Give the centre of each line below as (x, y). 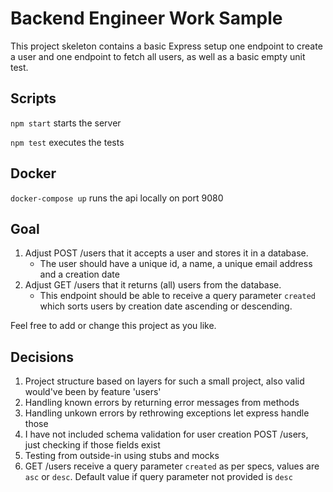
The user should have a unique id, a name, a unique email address (176, 264)
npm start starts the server (66, 123)
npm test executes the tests (67, 142)
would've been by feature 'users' (93, 392)
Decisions (42, 357)
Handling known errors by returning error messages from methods (162, 403)
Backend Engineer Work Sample (146, 18)
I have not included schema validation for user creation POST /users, (166, 434)
